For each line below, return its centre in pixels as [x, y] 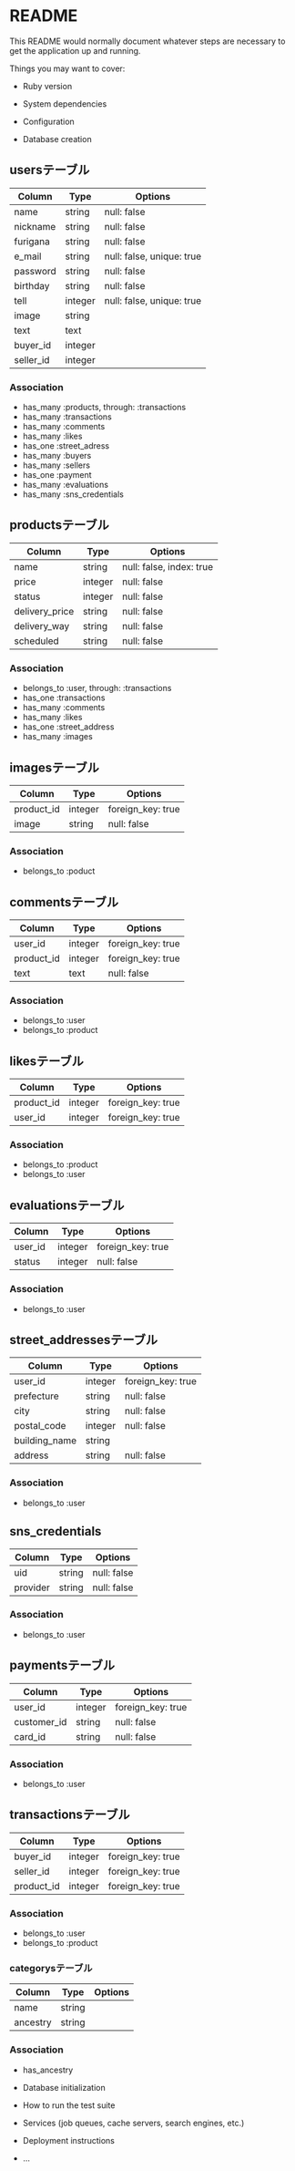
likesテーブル [47, 1061]
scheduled [36, 641]
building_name [46, 1441]
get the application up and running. [75, 50]
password [35, 271]
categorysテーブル [51, 1968]
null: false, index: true [168, 566]
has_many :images [57, 737]
